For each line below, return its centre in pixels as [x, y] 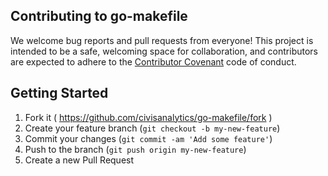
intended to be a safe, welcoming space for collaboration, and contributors [164, 51]
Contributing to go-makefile [99, 16]
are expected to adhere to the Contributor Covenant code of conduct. [153, 61]
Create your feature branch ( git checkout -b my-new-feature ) [152, 128]
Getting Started [59, 93]
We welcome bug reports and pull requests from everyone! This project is [162, 40]
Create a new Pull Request [79, 160]
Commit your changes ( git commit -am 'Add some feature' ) [148, 138]
